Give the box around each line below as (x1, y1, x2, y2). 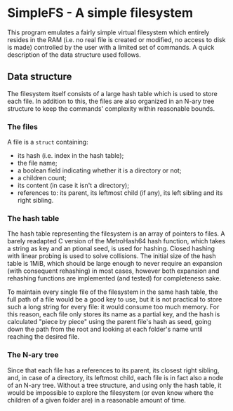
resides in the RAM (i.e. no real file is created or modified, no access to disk (7, 35, 226, 43)
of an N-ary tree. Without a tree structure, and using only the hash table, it (7, 381, 222, 389)
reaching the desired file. (7, 332, 80, 341)
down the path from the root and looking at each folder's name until (7, 325, 203, 334)
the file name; (17, 159, 58, 168)
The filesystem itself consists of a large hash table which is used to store (7, 89, 218, 97)
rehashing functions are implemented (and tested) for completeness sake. (7, 274, 222, 283)
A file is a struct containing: (7, 138, 89, 147)
